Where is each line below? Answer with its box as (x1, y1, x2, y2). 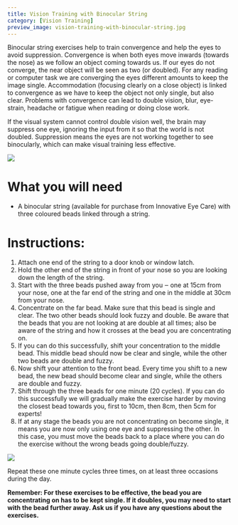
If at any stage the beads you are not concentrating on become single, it (17, 417, 229, 426)
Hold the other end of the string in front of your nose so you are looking (17, 266, 227, 274)
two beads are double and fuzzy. (17, 357, 114, 365)
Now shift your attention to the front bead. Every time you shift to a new (17, 364, 227, 373)
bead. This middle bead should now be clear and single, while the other (17, 349, 227, 358)
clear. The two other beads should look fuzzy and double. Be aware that (17, 311, 229, 320)
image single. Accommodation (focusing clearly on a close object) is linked (7, 81, 227, 90)
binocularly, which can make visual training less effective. (7, 140, 176, 149)
